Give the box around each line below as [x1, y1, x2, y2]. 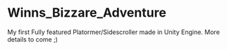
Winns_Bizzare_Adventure [7, 5, 167, 21]
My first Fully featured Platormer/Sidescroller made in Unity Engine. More [7, 28, 220, 36]
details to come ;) [7, 35, 59, 43]
